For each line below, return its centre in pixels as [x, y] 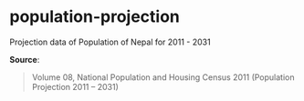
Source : [25, 59]
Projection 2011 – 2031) [75, 86]
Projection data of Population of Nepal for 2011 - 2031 [110, 42]
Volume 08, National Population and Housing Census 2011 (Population [163, 77]
